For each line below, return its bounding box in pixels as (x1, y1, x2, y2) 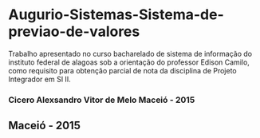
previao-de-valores (8, 22, 140, 41)
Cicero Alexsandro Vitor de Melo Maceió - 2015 (8, 94, 195, 105)
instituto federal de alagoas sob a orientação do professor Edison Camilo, (8, 57, 250, 67)
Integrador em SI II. (8, 74, 72, 84)
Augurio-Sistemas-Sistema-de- (8, 6, 225, 24)
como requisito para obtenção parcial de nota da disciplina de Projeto (8, 65, 237, 75)
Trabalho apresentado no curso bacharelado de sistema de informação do (8, 49, 253, 58)
